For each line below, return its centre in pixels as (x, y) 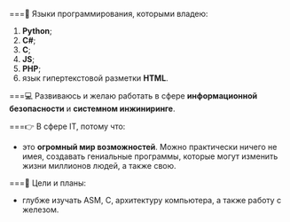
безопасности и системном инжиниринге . (92, 108)
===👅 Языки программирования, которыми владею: (109, 14)
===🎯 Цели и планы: (48, 183)
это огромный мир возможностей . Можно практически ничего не (149, 147)
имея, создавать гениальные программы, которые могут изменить (150, 156)
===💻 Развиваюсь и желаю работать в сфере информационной (133, 96)
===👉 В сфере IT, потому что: (67, 126)
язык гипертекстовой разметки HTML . (95, 78)
